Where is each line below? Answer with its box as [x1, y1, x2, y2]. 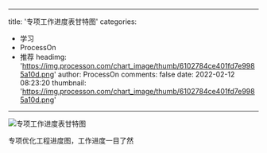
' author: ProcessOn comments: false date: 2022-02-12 [53, 69, 235, 79]
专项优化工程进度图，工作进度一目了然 [8, 136, 133, 145]
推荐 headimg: [19, 53, 68, 61]
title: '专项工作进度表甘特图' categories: [8, 17, 137, 26]
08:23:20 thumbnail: [19, 78, 87, 88]
